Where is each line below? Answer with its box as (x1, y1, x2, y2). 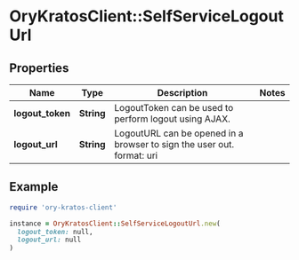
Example (9, 179, 59, 194)
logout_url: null (17, 235, 82, 245)
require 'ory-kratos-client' (9, 202, 117, 212)
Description (157, 87, 208, 98)
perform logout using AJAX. (114, 113, 231, 125)
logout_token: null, (17, 227, 93, 236)
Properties (9, 60, 69, 75)
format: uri (114, 149, 158, 162)
